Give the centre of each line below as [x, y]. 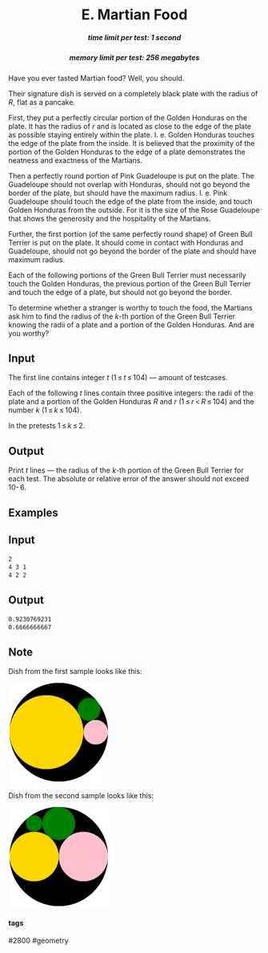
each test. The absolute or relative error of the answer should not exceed [129, 479]
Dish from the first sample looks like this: [75, 671]
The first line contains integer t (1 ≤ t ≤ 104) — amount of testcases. [118, 378]
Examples [33, 512]
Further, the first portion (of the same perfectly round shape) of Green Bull [131, 233]
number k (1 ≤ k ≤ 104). [45, 410]
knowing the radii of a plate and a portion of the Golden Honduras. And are [131, 324]
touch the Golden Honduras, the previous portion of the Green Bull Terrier [130, 283]
